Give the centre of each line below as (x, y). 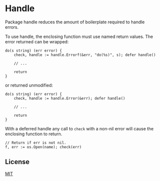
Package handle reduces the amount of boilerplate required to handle (75, 22)
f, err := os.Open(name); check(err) (43, 147)
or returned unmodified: (29, 85)
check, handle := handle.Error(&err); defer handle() (70, 98)
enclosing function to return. (34, 134)
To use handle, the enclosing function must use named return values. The (79, 36)
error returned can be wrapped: (37, 41)
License (17, 162)
